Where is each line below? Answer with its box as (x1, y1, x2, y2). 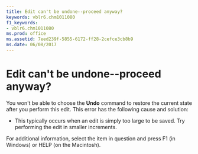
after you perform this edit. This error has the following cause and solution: (6, 105, 189, 113)
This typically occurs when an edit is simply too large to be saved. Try (14, 117, 185, 124)
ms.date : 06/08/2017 (6, 42, 57, 48)
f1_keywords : (6, 20, 38, 25)
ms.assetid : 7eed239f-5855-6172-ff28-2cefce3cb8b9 (6, 36, 134, 42)
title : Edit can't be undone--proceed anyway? (6, 8, 123, 15)
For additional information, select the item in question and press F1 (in (6, 134, 176, 142)
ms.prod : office (6, 31, 46, 37)
